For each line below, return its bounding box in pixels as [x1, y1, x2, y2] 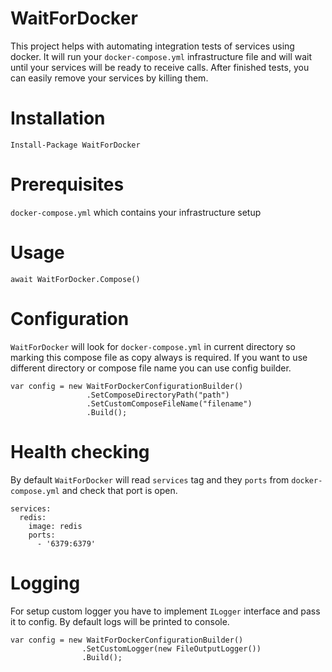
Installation [10, 107, 106, 130]
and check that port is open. [61, 484, 178, 496]
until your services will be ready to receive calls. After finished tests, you [10, 61, 310, 73]
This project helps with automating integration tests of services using [10, 40, 295, 52]
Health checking [10, 440, 150, 463]
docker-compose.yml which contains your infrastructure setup [10, 206, 262, 218]
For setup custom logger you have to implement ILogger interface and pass [10, 605, 321, 617]
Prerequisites [10, 173, 125, 196]
